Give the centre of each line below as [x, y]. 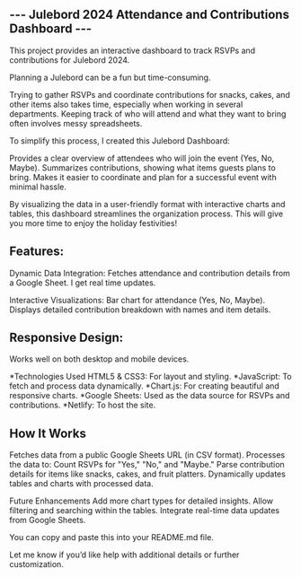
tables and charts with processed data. [82, 484]
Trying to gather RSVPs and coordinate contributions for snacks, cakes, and [150, 94]
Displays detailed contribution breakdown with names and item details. [140, 310]
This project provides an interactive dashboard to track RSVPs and [133, 50]
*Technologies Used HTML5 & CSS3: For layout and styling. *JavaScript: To [150, 377]
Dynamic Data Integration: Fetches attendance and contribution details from [150, 273]
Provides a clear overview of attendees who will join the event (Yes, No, [142, 158]
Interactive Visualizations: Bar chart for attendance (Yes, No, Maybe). [137, 300]
